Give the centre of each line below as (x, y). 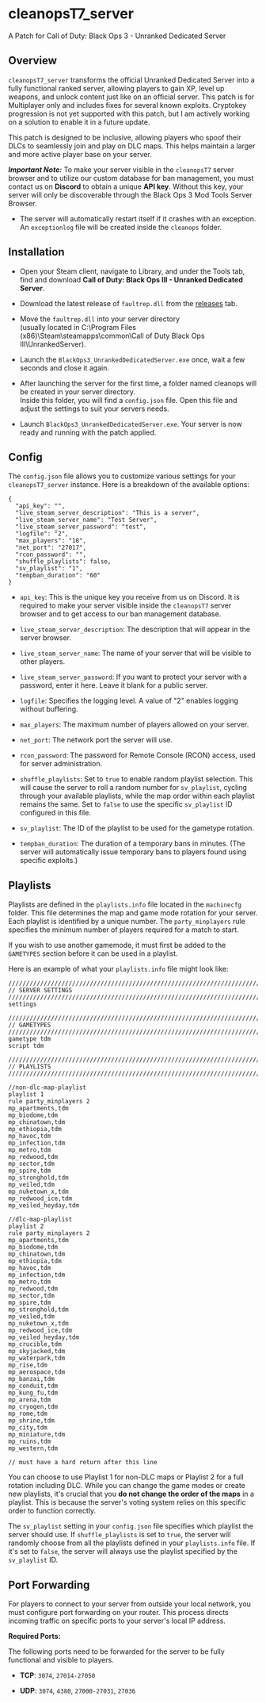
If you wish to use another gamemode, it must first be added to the (117, 945)
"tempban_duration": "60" (58, 576)
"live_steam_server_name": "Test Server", (86, 520)
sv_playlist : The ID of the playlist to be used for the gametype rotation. (137, 828)
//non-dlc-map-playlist (47, 1087)
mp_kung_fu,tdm (33, 1393)
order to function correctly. (52, 1511)
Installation (36, 252)
